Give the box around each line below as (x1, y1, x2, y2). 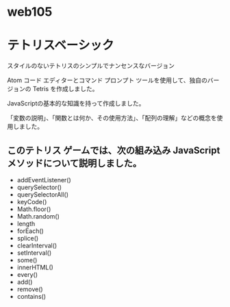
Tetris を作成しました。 (32, 85, 99, 93)
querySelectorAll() (16, 190, 69, 199)
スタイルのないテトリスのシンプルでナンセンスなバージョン (7, 62, 175, 70)
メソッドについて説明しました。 (7, 157, 142, 169)
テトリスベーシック (7, 38, 114, 53)
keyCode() (16, 197, 47, 206)
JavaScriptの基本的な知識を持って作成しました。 (7, 99, 145, 108)
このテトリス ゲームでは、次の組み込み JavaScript (7, 145, 220, 156)
